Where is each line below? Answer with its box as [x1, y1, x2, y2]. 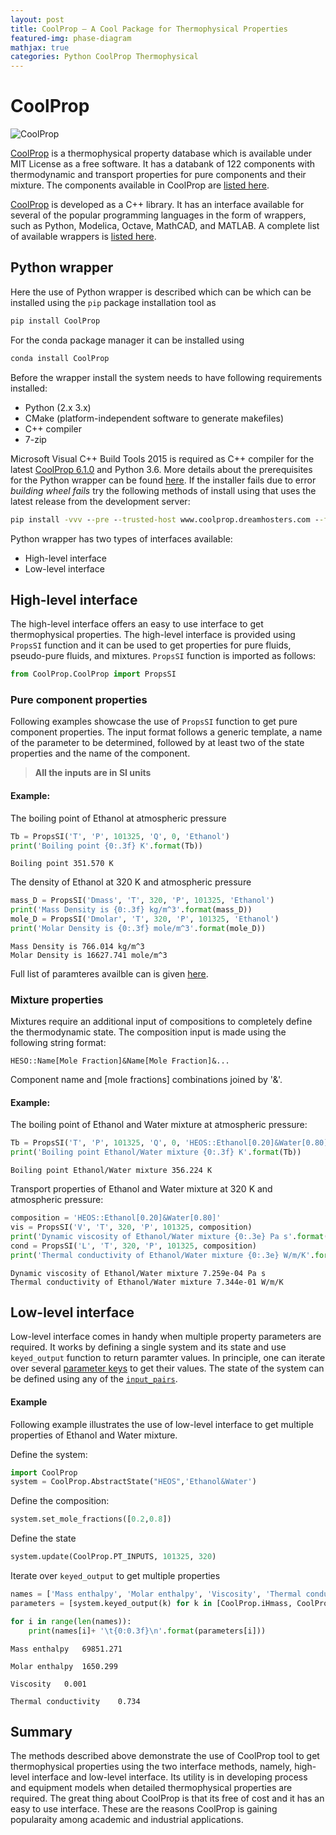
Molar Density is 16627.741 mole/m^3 [10, 950, 168, 960]
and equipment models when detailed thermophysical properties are [10, 1782, 293, 1794]
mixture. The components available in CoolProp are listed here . [10, 179, 270, 191]
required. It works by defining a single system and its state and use [10, 1341, 287, 1353]
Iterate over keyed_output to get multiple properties [10, 1570, 221, 1582]
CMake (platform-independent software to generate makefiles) [24, 412, 285, 424]
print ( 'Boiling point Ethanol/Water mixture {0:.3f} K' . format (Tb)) [10, 1147, 302, 1158]
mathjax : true [10, 42, 70, 53]
